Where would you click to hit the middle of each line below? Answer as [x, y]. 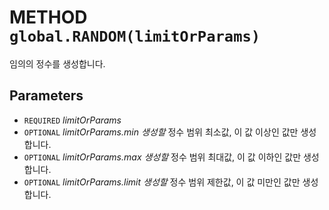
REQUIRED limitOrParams [72, 120]
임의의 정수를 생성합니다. [57, 63]
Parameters [46, 96]
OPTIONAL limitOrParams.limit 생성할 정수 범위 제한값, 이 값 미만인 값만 [162, 182]
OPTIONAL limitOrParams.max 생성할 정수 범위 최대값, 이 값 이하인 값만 [162, 157]
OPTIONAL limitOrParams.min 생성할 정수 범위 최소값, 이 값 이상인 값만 [161, 132]
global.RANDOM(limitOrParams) [135, 36]
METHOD [48, 17]
